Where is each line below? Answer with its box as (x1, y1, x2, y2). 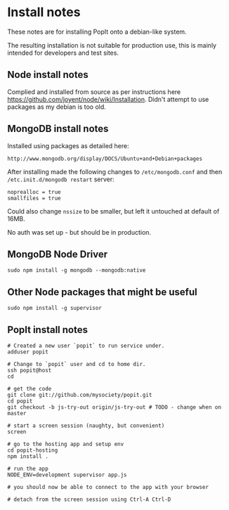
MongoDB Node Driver (7, 248, 108, 260)
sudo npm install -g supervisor (7, 305, 102, 312)
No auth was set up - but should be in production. (7, 228, 152, 236)
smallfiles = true (7, 195, 61, 202)
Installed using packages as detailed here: (7, 141, 129, 150)
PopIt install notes (7, 324, 88, 336)
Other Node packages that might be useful (7, 286, 198, 298)
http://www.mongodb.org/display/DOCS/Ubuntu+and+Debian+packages (7, 155, 202, 162)
